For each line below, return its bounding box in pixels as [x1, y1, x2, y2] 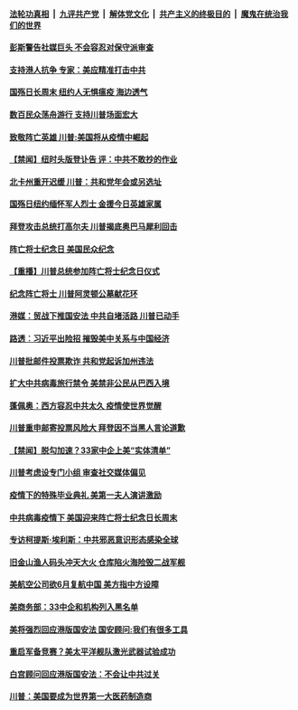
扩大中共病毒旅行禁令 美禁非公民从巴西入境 [9, 378, 170, 389]
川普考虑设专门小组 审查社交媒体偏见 [9, 467, 146, 478]
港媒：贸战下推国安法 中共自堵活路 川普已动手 [9, 310, 180, 321]
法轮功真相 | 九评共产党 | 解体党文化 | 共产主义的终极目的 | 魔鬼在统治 [9, 8, 281, 19]
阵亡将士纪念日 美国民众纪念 [9, 243, 115, 254]
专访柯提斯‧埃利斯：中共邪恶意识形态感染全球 [9, 535, 179, 545]
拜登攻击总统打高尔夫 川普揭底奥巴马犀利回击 [9, 221, 178, 232]
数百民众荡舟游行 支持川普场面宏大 [9, 109, 138, 119]
